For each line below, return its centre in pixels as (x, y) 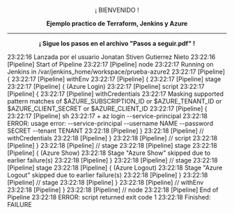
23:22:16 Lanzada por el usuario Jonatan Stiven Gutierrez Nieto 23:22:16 (111, 57)
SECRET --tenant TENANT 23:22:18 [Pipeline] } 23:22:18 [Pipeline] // (106, 131)
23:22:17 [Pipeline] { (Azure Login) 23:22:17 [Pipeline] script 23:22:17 (106, 87)
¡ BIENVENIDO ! (117, 10)
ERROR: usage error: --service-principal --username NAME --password (110, 123)
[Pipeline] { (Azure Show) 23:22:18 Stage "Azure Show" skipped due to (109, 153)
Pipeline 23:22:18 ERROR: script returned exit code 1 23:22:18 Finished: (109, 197)
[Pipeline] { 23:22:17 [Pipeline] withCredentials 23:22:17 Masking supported (116, 94)
